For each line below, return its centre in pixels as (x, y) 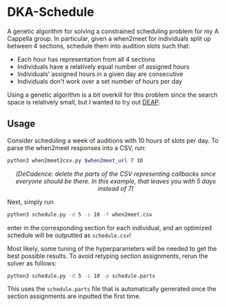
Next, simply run (30, 202)
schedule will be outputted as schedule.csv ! (69, 235)
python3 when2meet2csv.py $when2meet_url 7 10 (75, 160)
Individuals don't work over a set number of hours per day (100, 81)
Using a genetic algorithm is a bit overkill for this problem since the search (113, 95)
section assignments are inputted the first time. (74, 296)
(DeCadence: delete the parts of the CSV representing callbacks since (116, 174)
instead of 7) (116, 188)
